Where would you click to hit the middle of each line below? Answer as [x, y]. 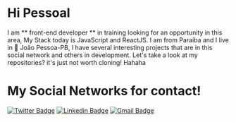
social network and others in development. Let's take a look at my [103, 55]
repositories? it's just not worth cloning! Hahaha [77, 62]
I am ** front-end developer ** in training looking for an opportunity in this [115, 32]
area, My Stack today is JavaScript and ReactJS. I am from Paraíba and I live [118, 39]
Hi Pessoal [39, 13]
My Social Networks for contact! [104, 91]
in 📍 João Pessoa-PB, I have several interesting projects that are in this [110, 47]
